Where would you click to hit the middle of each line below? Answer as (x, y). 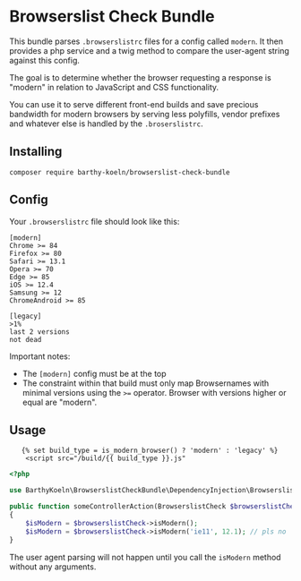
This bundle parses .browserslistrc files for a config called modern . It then (146, 41)
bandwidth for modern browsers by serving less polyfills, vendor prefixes (145, 114)
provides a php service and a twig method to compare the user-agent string (149, 50)
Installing (36, 152)
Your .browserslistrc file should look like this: (95, 221)
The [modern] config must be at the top (95, 373)
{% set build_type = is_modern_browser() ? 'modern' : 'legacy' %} (150, 451)
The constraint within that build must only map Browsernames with (146, 383)
